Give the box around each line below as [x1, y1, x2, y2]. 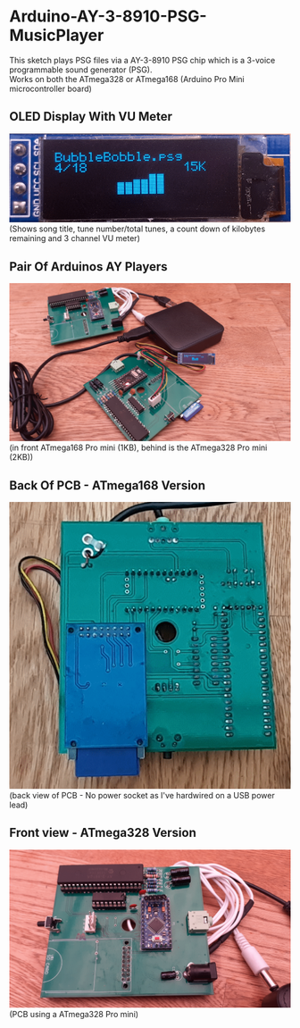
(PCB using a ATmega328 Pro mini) [9, 1009, 139, 1020]
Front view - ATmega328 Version [9, 825, 196, 840]
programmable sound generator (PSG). [9, 64, 153, 75]
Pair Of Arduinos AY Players [9, 259, 168, 274]
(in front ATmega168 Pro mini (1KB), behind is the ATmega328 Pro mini [9, 442, 268, 453]
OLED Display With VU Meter [9, 109, 172, 124]
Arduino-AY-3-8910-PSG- [9, 6, 207, 27]
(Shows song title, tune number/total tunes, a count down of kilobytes [9, 223, 266, 234]
